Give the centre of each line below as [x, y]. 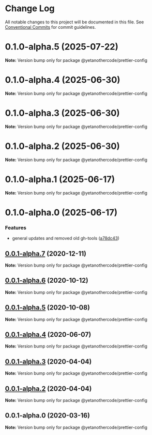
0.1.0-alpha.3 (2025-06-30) [62, 113]
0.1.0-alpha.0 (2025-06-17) [61, 212]
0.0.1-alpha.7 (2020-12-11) [46, 254]
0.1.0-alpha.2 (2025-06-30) [62, 146]
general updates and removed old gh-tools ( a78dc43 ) [66, 238]
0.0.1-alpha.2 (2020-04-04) [48, 389]
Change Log [30, 9]
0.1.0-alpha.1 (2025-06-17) [60, 179]
